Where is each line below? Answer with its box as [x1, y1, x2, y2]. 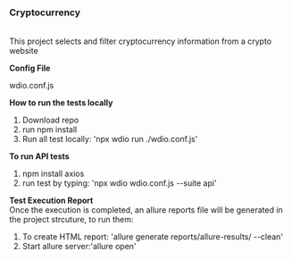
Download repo [21, 114, 79, 126]
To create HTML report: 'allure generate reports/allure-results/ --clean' [21, 231, 284, 242]
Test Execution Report [9, 195, 94, 206]
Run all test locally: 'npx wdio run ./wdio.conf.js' [21, 134, 198, 145]
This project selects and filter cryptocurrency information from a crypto [9, 36, 272, 46]
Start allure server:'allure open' [21, 241, 137, 252]
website [9, 46, 38, 56]
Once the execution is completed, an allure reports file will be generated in [9, 205, 283, 215]
